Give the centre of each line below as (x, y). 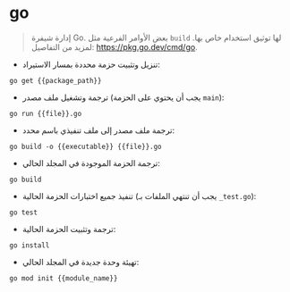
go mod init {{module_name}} (64, 278)
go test (24, 213)
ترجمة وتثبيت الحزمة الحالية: (69, 229)
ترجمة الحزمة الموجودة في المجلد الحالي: (91, 163)
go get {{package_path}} (55, 80)
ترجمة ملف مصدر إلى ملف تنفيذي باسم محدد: (98, 130)
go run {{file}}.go (46, 113)
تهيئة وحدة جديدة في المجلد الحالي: (81, 262)
